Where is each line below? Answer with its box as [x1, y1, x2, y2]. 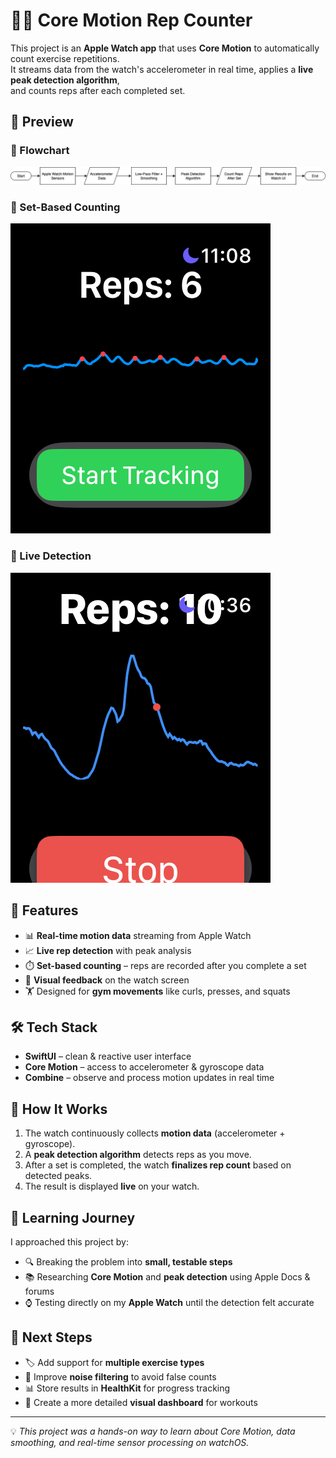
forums [24, 1285, 55, 1298]
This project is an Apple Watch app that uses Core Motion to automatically [10, 42, 320, 54]
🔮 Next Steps [10, 1329, 93, 1346]
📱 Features [10, 902, 79, 919]
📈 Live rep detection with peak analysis [24, 944, 192, 956]
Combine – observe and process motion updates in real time [24, 1072, 275, 1084]
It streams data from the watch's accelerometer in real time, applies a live [10, 63, 314, 75]
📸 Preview [10, 114, 74, 131]
